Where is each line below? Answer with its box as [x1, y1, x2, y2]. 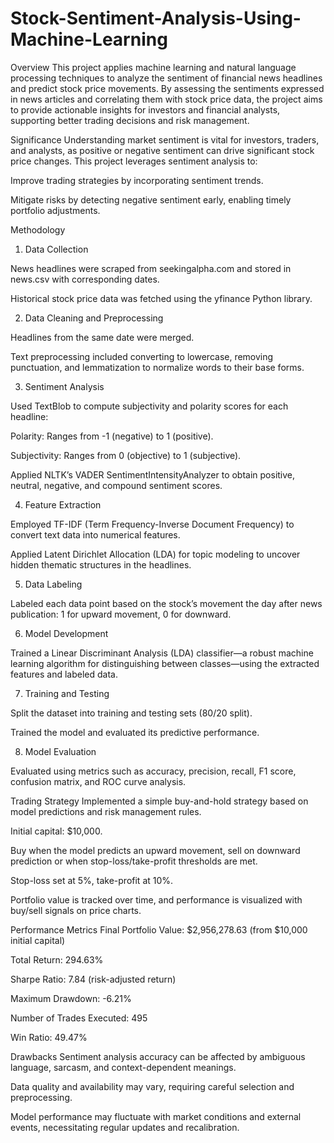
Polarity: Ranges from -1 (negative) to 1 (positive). [10, 430, 214, 442]
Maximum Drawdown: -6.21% [10, 992, 132, 1004]
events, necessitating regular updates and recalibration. [10, 1121, 240, 1133]
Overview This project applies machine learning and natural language [10, 61, 297, 73]
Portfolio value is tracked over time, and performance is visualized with [10, 893, 303, 906]
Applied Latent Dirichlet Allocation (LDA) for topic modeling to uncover [10, 548, 301, 560]
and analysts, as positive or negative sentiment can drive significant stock [10, 144, 315, 156]
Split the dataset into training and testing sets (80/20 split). [10, 707, 253, 719]
